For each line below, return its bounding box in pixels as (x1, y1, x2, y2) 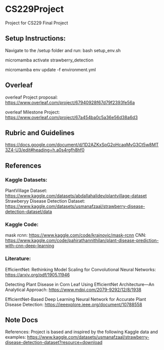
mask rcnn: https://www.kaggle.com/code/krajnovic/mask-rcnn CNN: (5, 232, 147, 238)
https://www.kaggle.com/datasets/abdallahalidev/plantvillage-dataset (5, 193, 147, 199)
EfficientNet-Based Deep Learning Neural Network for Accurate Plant (5, 296, 147, 302)
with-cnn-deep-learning (5, 243, 54, 249)
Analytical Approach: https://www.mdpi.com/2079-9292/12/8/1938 (5, 287, 142, 292)
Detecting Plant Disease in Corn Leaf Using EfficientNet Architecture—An (5, 281, 155, 287)
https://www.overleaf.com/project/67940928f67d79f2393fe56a (5, 99, 135, 105)
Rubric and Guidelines (5, 128, 75, 137)
